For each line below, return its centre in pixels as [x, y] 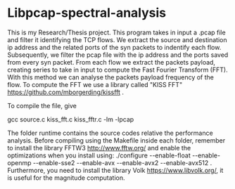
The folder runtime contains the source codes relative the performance [110, 133]
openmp [19, 162]
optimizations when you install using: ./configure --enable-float [99, 155]
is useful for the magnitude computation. [66, 178]
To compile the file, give [42, 105]
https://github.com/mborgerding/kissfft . [66, 92]
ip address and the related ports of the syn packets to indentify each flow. [114, 47]
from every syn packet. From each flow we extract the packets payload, [112, 62]
